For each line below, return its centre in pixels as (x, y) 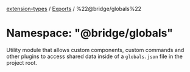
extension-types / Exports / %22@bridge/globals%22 (74, 9)
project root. (22, 62)
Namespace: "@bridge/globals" (90, 33)
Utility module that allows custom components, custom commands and (95, 50)
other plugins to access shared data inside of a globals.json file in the (95, 56)
